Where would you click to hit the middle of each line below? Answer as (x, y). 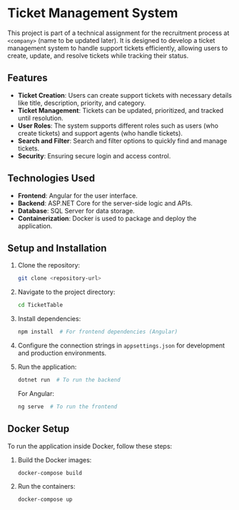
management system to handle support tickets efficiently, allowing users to (118, 48)
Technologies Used (51, 179)
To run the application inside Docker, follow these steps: (90, 446)
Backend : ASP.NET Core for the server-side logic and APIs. (105, 203)
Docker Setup (39, 429)
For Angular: (36, 393)
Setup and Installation (57, 248)
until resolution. (40, 118)
